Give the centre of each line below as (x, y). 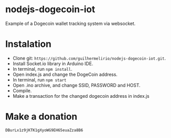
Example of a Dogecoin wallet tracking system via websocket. (70, 23)
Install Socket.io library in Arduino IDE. (53, 63)
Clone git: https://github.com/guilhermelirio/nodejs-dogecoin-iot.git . (89, 58)
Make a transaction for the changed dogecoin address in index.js (81, 96)
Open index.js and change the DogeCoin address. (65, 74)
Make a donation (41, 117)
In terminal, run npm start (40, 79)
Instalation (28, 44)
